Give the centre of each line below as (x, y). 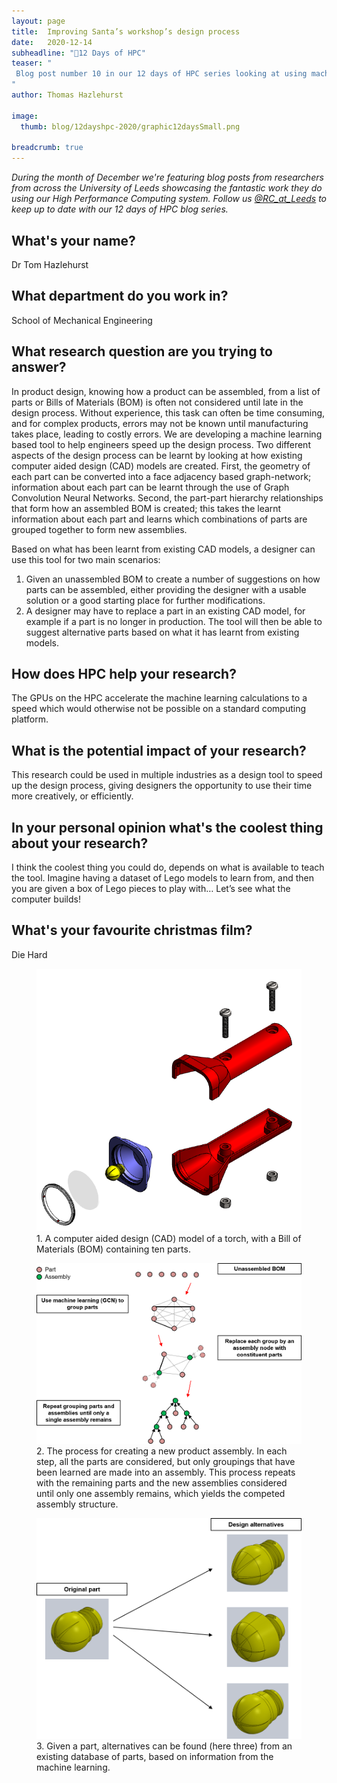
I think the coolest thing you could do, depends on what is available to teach (168, 867)
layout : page (38, 21)
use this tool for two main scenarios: (86, 559)
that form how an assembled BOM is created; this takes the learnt (146, 508)
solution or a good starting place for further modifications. (145, 600)
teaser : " (32, 63)
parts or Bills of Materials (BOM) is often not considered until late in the (157, 402)
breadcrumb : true (47, 148)
